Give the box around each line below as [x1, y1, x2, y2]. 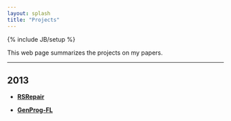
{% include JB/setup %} [7, 35, 76, 43]
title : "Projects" [7, 16, 60, 23]
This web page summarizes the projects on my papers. [7, 49, 163, 57]
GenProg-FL [16, 106, 53, 114]
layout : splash [7, 10, 51, 17]
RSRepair [16, 93, 45, 101]
